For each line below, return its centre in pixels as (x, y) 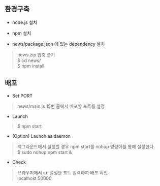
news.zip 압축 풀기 (36, 54)
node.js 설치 (25, 22)
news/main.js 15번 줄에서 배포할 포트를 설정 (61, 106)
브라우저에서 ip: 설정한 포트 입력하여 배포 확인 (62, 172)
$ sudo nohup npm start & (44, 152)
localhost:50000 (34, 178)
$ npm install (31, 66)
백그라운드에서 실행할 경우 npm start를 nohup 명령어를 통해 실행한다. (86, 146)
